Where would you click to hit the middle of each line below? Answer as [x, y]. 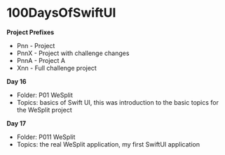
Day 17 [16, 123]
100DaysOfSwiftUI [61, 13]
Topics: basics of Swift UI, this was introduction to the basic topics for [117, 102]
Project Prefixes [30, 32]
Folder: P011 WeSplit [46, 137]
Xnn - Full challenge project [57, 68]
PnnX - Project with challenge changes [73, 53]
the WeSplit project [44, 110]
